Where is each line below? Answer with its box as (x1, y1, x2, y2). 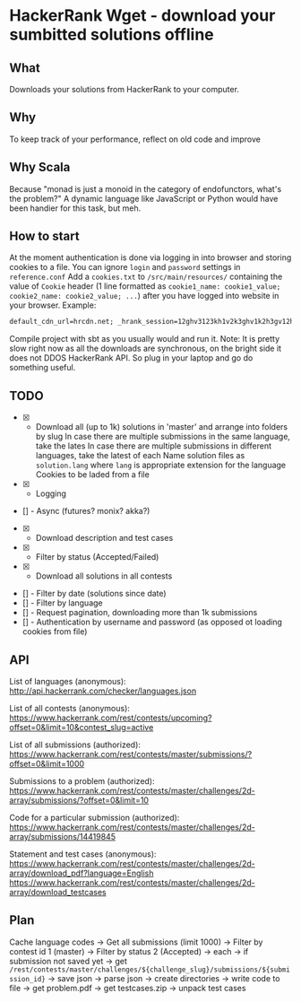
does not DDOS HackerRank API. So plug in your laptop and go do (9, 353, 254, 363)
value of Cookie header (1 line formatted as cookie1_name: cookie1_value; (9, 281, 281, 292)
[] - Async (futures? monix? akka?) (21, 506, 150, 517)
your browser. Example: (9, 300, 97, 310)
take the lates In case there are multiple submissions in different (35, 440, 271, 451)
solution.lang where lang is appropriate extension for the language (35, 459, 287, 471)
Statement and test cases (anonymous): (9, 849, 157, 859)
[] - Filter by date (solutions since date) (21, 588, 168, 599)
